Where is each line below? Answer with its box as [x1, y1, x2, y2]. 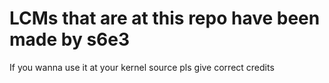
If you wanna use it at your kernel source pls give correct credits [9, 61, 275, 73]
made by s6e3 [9, 28, 131, 51]
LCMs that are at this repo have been [9, 7, 321, 30]
